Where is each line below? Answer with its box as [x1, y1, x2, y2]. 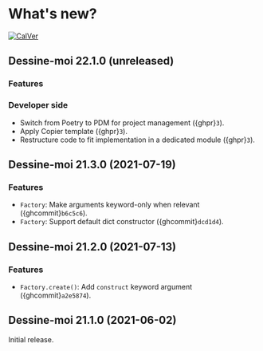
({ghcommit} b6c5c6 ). [19, 208, 88, 218]
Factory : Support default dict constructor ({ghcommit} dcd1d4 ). [19, 217, 225, 227]
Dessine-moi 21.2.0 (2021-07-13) [8, 240, 177, 254]
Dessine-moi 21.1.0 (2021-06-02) [8, 314, 177, 327]
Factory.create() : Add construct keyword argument [19, 282, 193, 291]
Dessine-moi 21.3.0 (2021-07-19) [8, 157, 177, 172]
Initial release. [8, 334, 54, 344]
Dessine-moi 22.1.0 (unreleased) [8, 54, 175, 68]
